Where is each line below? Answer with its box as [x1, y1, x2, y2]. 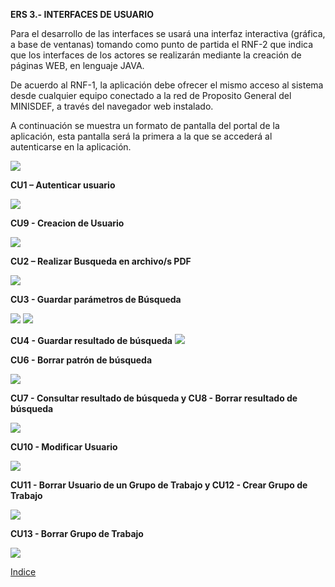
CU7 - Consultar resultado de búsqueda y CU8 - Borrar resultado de [10, 392, 298, 404]
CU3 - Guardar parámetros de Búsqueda [10, 294, 182, 305]
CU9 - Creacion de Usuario [10, 217, 125, 229]
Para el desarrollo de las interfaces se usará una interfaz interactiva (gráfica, [10, 28, 326, 39]
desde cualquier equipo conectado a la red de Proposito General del [10, 90, 292, 101]
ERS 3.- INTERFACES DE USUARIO [10, 9, 154, 20]
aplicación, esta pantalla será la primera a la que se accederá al [10, 130, 273, 142]
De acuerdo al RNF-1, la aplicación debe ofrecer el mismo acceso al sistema [10, 79, 324, 91]
